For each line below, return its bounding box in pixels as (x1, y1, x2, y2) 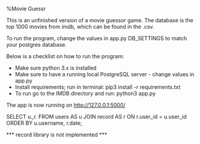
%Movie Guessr (6, 5, 46, 12)
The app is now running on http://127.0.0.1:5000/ (6, 101, 126, 109)
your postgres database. (6, 41, 67, 48)
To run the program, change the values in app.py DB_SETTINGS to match (6, 35, 187, 41)
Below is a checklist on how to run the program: (6, 53, 124, 59)
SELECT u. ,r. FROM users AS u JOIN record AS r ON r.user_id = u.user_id (6, 113, 187, 120)
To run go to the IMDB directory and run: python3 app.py (14, 90, 156, 97)
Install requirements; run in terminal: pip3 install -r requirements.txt (14, 83, 181, 91)
